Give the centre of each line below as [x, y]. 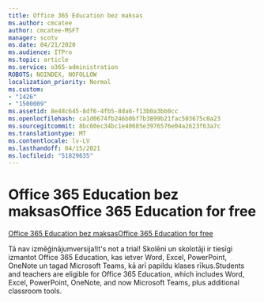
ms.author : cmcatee [40, 23]
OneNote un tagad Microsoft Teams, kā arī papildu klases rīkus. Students [126, 266]
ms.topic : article [38, 60]
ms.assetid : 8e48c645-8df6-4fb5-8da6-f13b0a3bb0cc [93, 112]
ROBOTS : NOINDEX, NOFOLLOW [53, 75]
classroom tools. [35, 291]
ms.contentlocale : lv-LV [49, 141]
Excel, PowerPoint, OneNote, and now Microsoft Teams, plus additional [124, 283]
